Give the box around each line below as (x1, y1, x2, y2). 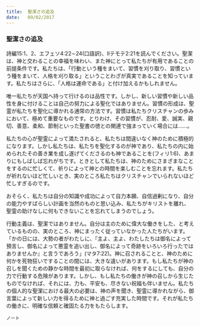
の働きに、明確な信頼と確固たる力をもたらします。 (6, 302, 131, 309)
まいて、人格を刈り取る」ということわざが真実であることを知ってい (21, 72, 189, 79)
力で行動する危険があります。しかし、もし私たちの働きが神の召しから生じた (6, 272, 194, 279)
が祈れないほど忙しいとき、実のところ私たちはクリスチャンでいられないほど (6, 172, 194, 179)
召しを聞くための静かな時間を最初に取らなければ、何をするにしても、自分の (6, 265, 194, 272)
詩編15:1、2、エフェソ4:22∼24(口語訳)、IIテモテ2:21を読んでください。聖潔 (6, 50, 193, 57)
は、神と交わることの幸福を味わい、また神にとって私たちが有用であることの (6, 57, 194, 64)
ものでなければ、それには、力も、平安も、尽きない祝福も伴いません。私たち (6, 279, 194, 287)
